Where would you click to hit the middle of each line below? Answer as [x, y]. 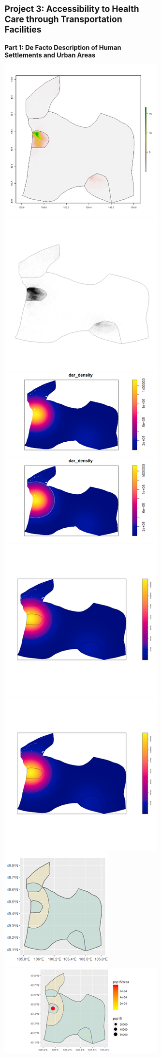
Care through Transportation [64, 19]
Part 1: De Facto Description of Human [63, 47]
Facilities [23, 30]
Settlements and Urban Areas [50, 55]
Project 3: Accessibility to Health [72, 9]
